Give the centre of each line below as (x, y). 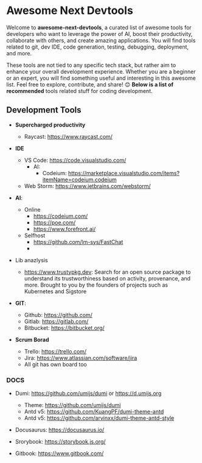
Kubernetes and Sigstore (55, 291)
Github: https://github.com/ (58, 315)
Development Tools (44, 110)
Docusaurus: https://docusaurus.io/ (60, 430)
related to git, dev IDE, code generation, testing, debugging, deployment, (98, 47)
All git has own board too (55, 364)
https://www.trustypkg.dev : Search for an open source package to (107, 272)
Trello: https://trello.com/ (55, 351)
